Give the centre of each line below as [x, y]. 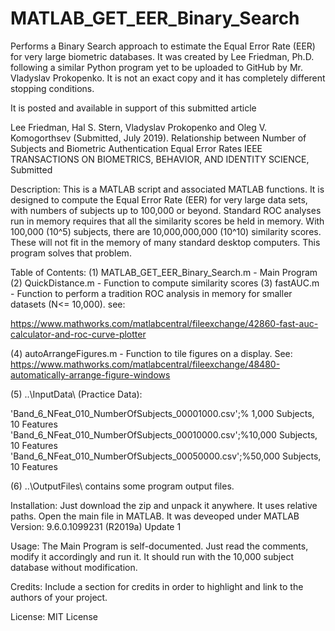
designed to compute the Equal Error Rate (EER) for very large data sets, [159, 199]
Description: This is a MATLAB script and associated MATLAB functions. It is [167, 189]
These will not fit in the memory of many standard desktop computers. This [165, 242]
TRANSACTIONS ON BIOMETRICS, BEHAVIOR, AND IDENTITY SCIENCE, [160, 159]
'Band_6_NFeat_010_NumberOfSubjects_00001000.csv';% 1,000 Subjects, [162, 413]
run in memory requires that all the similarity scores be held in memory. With [167, 221]
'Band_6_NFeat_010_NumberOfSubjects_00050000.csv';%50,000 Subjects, [166, 456]
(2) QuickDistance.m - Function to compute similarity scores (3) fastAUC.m [165, 283]
